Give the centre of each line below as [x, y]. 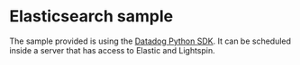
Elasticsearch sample [91, 16]
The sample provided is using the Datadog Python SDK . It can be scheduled [150, 41]
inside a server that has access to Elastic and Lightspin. [113, 50]
